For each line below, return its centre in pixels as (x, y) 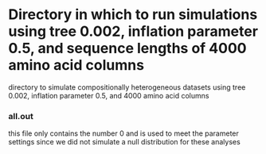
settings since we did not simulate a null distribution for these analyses (124, 142)
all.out (21, 116)
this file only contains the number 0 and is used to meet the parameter (123, 133)
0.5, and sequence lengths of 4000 (127, 48)
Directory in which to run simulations (133, 15)
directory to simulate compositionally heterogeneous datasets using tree (127, 87)
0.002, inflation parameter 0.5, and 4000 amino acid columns (109, 95)
